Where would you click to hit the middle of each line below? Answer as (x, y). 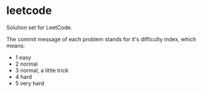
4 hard (23, 77)
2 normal (26, 64)
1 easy (23, 57)
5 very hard (30, 83)
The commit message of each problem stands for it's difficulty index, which (101, 39)
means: (16, 46)
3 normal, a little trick (42, 70)
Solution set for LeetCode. (39, 27)
